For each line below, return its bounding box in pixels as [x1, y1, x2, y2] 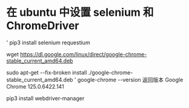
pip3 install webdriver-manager [6, 95, 85, 102]
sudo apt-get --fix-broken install [6, 69, 87, 76]
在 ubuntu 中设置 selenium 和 [6, 5, 154, 19]
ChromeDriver [6, 19, 79, 33]
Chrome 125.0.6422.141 [6, 83, 65, 90]
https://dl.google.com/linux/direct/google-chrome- [20, 50, 147, 58]
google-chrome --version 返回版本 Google [77, 76, 184, 83]
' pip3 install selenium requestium [6, 39, 90, 46]
